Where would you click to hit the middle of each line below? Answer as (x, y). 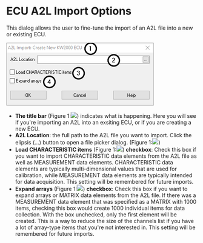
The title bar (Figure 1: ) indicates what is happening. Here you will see (105, 115)
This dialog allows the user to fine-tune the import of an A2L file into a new (100, 28)
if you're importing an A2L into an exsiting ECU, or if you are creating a (103, 122)
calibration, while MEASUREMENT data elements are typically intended (104, 175)
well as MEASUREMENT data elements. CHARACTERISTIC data (94, 162)
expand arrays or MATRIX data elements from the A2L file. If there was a (105, 195)
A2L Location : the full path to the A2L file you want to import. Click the (103, 135)
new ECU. (27, 129)
